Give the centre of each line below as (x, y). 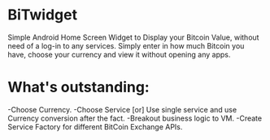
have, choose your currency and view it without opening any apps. (119, 54)
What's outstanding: (78, 87)
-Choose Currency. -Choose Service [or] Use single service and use (122, 109)
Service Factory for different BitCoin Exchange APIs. (95, 126)
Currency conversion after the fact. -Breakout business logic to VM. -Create (135, 118)
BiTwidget (43, 15)
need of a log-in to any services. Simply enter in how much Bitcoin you (126, 45)
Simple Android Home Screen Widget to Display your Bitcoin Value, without (133, 37)
